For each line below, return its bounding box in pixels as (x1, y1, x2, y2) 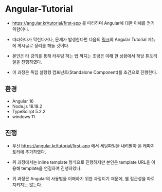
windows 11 (12, 113, 35, 120)
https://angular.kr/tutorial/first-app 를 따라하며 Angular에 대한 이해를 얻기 (12, 20, 155, 26)
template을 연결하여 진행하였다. (21, 165, 82, 171)
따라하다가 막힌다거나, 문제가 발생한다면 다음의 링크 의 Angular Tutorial (12, 36, 147, 42)
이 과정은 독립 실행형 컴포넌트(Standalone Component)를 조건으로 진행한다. (12, 69, 158, 75)
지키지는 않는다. (12, 181, 42, 188)
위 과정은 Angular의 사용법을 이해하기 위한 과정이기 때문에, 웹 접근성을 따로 (12, 175, 155, 181)
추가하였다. (25, 149, 46, 155)
